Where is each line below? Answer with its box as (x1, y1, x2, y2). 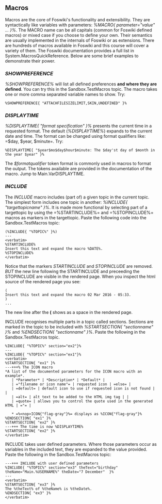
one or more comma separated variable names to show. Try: (5, 92, 126, 98)
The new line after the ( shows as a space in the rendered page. (5, 309, 133, 315)
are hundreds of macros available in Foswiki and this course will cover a (5, 42, 149, 48)
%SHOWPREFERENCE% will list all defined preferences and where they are (5, 81, 157, 87)
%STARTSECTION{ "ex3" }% (5, 482, 55, 487)
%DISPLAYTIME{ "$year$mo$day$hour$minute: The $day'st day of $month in (5, 148, 155, 153)
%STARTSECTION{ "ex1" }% (5, 360, 55, 365)
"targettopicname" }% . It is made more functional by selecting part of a (5, 204, 148, 210)
